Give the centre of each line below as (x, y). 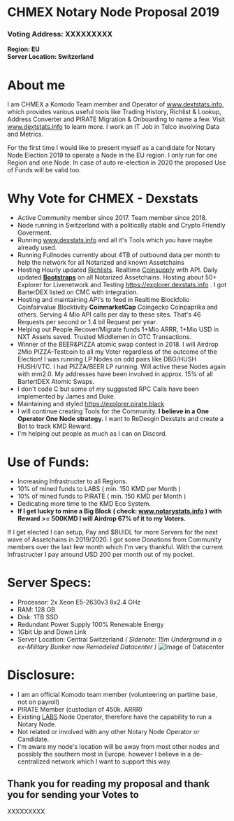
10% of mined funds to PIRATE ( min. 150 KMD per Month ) (102, 496)
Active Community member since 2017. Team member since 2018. (112, 218)
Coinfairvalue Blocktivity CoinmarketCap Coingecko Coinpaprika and (117, 307)
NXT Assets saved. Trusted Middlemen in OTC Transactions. (104, 337)
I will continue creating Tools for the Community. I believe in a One (113, 411)
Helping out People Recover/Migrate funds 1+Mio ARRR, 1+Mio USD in (118, 329)
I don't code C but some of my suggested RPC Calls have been (108, 389)
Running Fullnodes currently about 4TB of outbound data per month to (119, 255)
